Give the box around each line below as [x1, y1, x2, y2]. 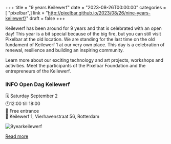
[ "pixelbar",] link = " [5, 10, 49, 16]
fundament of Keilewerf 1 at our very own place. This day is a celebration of [5, 42, 165, 48]
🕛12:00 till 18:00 [5, 100, 40, 107]
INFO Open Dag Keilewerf [5, 81, 70, 88]
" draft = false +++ [26, 15, 66, 21]
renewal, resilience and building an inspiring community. [5, 47, 124, 53]
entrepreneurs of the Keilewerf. [5, 68, 71, 74]
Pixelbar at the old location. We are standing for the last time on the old [5, 36, 155, 42]
